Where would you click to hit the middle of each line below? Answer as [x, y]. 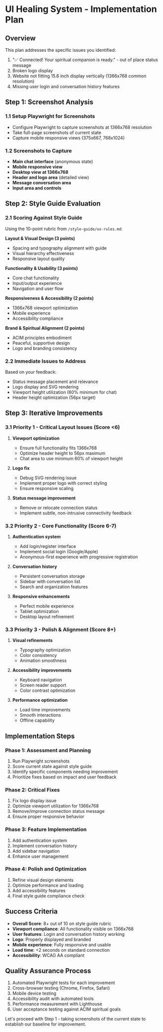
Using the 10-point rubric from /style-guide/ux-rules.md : [64, 229]
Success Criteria [31, 912]
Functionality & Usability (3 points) [42, 268]
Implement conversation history [45, 846]
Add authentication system [40, 840]
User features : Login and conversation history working [68, 934]
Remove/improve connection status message [58, 811]
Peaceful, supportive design [41, 343]
